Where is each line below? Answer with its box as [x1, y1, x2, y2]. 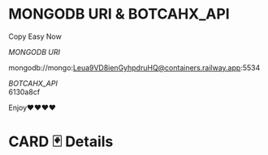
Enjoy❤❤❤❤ [8, 103, 57, 112]
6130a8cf [8, 86, 41, 97]
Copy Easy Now [8, 31, 63, 41]
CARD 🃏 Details [8, 132, 114, 151]
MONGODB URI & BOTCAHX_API [8, 5, 230, 23]
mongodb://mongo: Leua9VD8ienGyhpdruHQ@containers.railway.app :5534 [8, 62, 261, 73]
